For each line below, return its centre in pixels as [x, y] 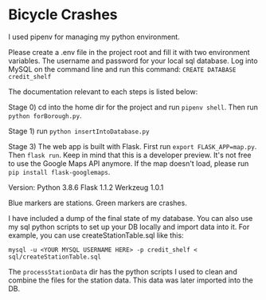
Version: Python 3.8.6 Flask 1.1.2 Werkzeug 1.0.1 [86, 187]
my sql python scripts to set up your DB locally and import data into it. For [129, 227]
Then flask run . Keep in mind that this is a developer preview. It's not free [130, 155]
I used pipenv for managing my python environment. [94, 37]
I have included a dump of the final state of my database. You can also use [131, 218]
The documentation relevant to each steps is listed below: [103, 91]
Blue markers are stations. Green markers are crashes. [98, 203]
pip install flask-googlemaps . [59, 172]
